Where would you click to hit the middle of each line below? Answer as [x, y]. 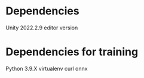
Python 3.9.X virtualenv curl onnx [47, 68]
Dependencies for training [72, 52]
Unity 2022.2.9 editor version [42, 28]
